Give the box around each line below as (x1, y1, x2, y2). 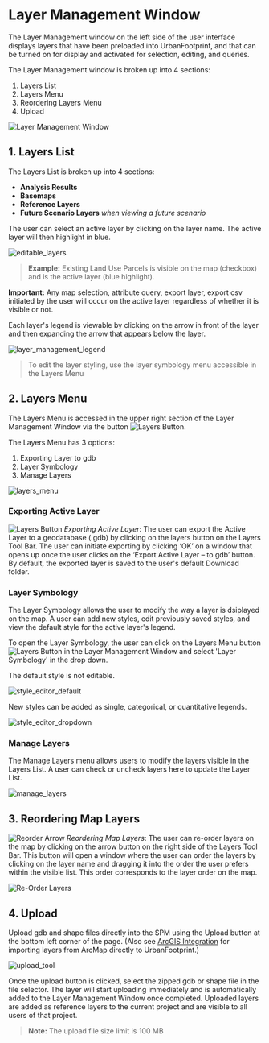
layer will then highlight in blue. (8, 232, 111, 242)
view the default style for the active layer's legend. (8, 623, 176, 632)
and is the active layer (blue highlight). (27, 271, 155, 281)
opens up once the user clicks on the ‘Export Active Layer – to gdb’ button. (8, 549, 255, 559)
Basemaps (19, 191, 56, 201)
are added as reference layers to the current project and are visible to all (8, 1002, 247, 1012)
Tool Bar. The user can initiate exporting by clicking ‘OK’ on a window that (8, 541, 253, 551)
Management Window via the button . (8, 421, 186, 432)
